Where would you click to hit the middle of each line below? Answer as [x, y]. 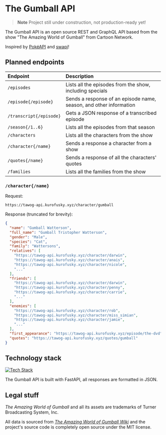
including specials [86, 90]
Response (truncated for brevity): [39, 214]
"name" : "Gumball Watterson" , [41, 228]
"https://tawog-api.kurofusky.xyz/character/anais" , [69, 260]
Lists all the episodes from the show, [108, 85]
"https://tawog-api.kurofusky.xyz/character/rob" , [67, 310]
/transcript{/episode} [34, 116]
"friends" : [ [23, 278]
